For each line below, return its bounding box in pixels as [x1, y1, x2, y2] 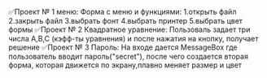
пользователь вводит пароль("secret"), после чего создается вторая [8, 52, 248, 61]
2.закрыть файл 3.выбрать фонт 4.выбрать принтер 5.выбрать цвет [8, 16, 243, 25]
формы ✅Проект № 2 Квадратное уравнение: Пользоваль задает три [8, 24, 251, 34]
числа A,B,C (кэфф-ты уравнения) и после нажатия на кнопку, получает [8, 34, 259, 43]
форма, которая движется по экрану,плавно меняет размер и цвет [8, 60, 243, 70]
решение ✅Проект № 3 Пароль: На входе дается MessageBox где [8, 42, 238, 52]
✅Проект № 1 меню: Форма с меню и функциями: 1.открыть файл [8, 7, 237, 16]
